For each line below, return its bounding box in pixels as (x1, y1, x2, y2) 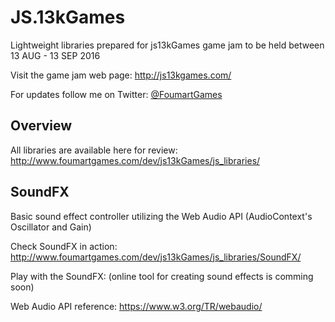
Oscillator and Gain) (10, 221, 92, 233)
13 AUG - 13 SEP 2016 (10, 49, 101, 61)
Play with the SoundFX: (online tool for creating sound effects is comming (10, 270, 314, 282)
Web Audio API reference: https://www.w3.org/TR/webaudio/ (10, 300, 263, 312)
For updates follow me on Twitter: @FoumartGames (10, 88, 223, 100)
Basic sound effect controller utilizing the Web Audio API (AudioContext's (10, 210, 313, 222)
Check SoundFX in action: (10, 240, 118, 252)
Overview (10, 117, 73, 135)
